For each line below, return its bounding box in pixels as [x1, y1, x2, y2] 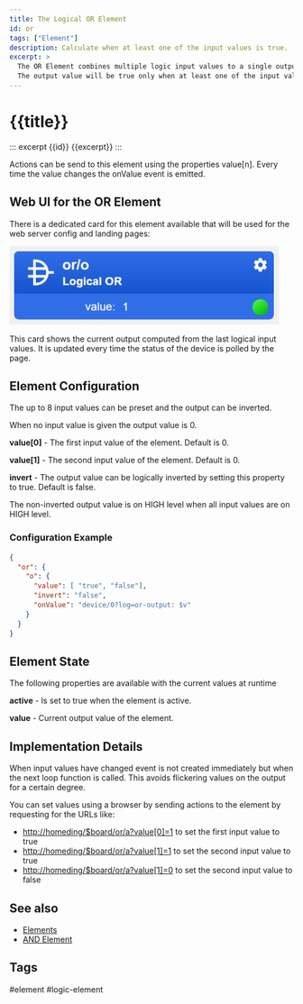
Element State [9, 654, 90, 669]
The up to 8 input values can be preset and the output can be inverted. [9, 402, 272, 414]
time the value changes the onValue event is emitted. [9, 168, 206, 179]
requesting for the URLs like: [9, 809, 115, 820]
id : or [9, 23, 34, 33]
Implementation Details [9, 739, 143, 754]
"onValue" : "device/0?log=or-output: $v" [32, 600, 192, 610]
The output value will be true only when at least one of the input [17, 72, 280, 81]
